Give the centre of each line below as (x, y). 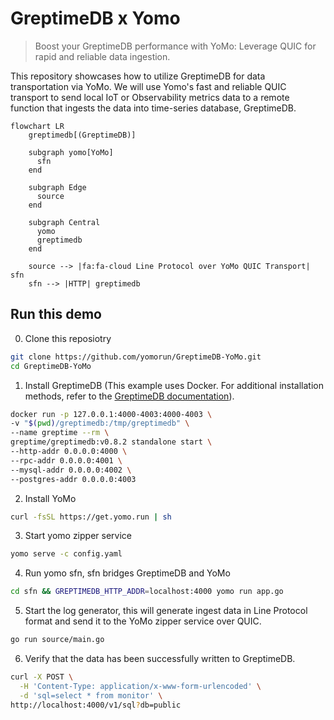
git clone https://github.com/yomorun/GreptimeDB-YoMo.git (136, 357)
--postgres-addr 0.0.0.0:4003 (73, 479)
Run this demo (56, 314)
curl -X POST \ (42, 677)
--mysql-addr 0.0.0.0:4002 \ (71, 470)
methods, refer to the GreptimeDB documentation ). (129, 396)
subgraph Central (64, 222)
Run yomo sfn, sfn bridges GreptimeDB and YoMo (127, 573)
